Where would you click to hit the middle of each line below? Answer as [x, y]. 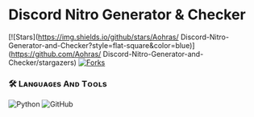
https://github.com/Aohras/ [56, 54]
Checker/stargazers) [42, 63]
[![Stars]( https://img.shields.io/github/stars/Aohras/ [94, 37]
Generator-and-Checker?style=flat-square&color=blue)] [102, 45]
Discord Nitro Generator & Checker [127, 15]
